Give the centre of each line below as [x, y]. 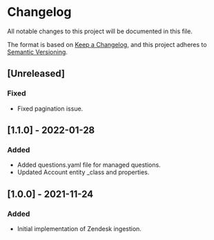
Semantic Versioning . [37, 52]
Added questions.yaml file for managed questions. [89, 165]
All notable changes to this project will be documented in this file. [100, 31]
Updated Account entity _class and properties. [83, 172]
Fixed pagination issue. [50, 109]
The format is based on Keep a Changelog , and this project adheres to [107, 44]
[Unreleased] [36, 74]
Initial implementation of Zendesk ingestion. [79, 229]
